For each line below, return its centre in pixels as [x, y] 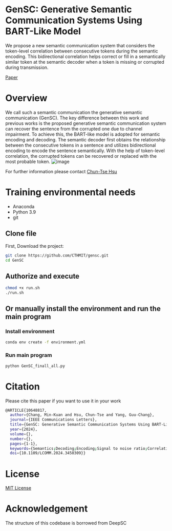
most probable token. [28, 161]
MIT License [18, 488]
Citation [23, 386]
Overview [26, 98]
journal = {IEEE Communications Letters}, [53, 420]
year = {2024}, [24, 429]
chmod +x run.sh [23, 288]
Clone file [21, 234]
